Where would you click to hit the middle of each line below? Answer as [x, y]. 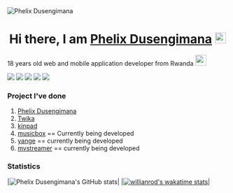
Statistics [24, 166]
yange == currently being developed [70, 141]
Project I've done [37, 96]
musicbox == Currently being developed [76, 134]
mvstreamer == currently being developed [78, 148]
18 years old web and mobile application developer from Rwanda [100, 63]
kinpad [27, 126]
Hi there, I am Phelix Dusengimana [111, 40]
